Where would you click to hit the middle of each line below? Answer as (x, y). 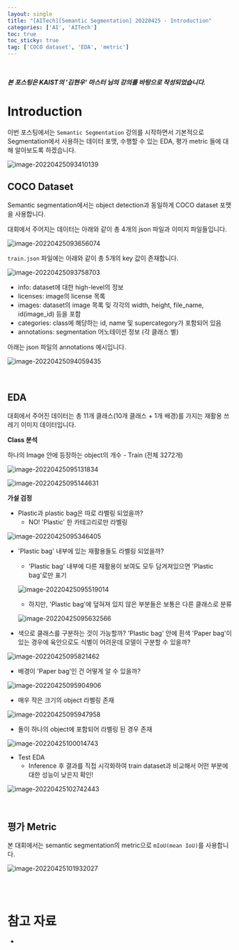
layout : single (30, 14)
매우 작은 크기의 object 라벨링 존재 (66, 700)
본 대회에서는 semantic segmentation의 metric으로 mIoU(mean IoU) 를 (106, 845)
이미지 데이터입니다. (48, 424)
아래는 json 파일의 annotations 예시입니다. (67, 346)
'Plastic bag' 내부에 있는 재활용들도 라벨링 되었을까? (91, 551)
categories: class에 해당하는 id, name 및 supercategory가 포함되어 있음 (119, 323)
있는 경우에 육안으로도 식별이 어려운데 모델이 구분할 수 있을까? (104, 642)
